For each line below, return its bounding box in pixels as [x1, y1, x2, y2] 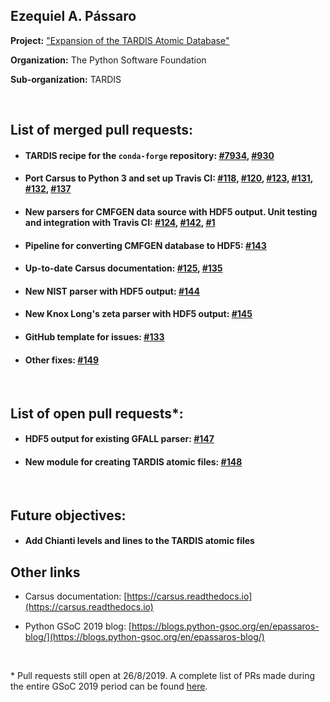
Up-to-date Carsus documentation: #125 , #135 [24, 262, 223, 274]
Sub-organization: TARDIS [10, 73, 122, 85]
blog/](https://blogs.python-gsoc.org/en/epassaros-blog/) [24, 631, 265, 643]
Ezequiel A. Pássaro [10, 8, 137, 25]
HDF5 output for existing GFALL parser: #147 [24, 433, 215, 445]
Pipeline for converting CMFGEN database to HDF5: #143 [24, 239, 267, 251]
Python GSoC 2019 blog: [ [24, 620, 132, 633]
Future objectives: [10, 507, 127, 524]
